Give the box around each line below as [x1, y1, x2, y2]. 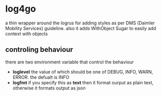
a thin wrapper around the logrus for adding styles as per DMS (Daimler [5, 20, 155, 26]
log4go [5, 3, 37, 15]
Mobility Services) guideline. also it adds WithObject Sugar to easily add [5, 25, 156, 31]
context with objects [5, 30, 48, 37]
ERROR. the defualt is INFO [12, 74, 70, 80]
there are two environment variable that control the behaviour [5, 59, 134, 65]
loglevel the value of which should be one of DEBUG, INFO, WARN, [12, 69, 153, 75]
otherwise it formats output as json [12, 85, 86, 91]
